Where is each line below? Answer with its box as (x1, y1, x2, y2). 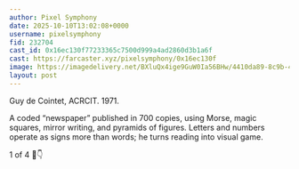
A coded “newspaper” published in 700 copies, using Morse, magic (9, 112, 257, 123)
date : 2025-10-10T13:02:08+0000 (9, 21, 129, 30)
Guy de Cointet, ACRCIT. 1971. (9, 95, 120, 106)
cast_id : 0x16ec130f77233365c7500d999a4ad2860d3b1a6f (9, 46, 214, 55)
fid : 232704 (9, 37, 53, 47)
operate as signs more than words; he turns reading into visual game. (9, 131, 264, 142)
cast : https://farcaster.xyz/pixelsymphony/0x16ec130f (9, 54, 217, 63)
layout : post (9, 71, 58, 80)
